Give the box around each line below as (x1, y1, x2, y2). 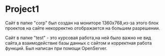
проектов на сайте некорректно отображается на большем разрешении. (5, 25, 160, 31)
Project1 (5, 3, 40, 15)
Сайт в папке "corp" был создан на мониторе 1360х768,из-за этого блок (5, 20, 159, 26)
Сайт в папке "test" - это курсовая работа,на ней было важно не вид (5, 35, 151, 41)
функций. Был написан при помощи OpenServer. (5, 45, 108, 51)
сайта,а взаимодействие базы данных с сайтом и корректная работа (5, 40, 152, 46)
